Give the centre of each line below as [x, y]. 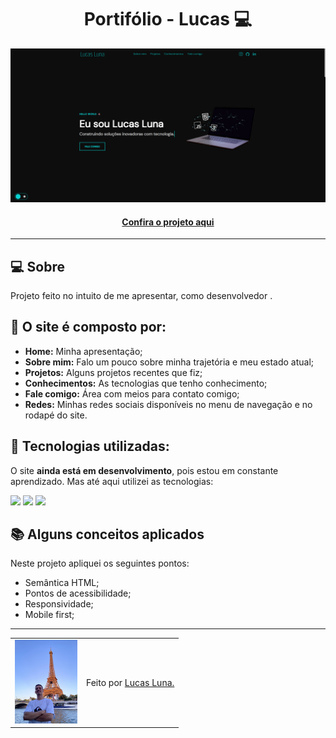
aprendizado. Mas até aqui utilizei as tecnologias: [112, 481]
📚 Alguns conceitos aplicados [107, 534]
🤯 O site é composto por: [88, 327]
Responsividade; [59, 604]
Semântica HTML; [62, 583]
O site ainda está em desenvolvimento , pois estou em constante [144, 470]
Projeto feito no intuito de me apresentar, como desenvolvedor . [141, 296]
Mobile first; [49, 615]
